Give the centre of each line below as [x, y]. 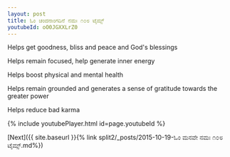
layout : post [27, 14]
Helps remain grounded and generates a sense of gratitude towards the [113, 89]
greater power [28, 96]
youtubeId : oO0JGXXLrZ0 [43, 27]
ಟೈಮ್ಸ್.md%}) [26, 146]
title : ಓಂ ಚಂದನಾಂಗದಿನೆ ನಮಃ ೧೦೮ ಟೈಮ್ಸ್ [56, 21]
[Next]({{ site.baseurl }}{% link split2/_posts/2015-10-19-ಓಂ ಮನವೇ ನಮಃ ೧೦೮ [115, 137]
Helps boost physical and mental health [65, 75]
